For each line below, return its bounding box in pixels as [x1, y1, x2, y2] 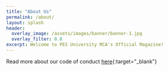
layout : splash [6, 20, 44, 25]
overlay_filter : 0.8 [11, 36, 63, 42]
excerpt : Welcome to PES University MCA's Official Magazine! [6, 42, 164, 48]
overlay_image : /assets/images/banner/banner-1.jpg [11, 31, 143, 37]
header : [6, 25, 26, 31]
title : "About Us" [6, 8, 52, 15]
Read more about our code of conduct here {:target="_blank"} [6, 57, 157, 65]
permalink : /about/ [6, 14, 55, 20]
